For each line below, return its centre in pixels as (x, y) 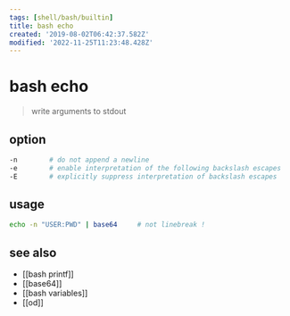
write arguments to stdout (79, 112)
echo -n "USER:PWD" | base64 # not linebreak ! (107, 225)
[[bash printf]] (48, 274)
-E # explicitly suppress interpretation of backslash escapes (143, 176)
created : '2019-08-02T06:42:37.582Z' (79, 34)
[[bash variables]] (55, 293)
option (28, 139)
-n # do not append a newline (79, 160)
